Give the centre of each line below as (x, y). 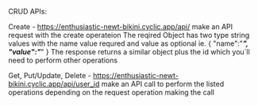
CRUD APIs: (28, 11)
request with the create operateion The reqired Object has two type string (129, 35)
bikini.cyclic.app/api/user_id (54, 84)
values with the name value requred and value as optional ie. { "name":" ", (128, 43)
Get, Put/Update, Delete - (50, 75)
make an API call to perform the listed (163, 84)
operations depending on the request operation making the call (111, 92)
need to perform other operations (63, 60)
